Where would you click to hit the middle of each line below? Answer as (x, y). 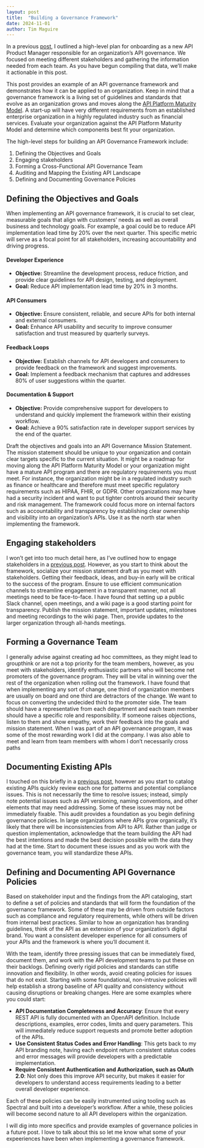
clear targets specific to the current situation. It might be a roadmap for (95, 458)
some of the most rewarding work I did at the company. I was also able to (98, 735)
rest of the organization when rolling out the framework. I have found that (98, 683)
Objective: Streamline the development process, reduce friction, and (102, 273)
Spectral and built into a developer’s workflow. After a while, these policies (100, 1108)
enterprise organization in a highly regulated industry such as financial (95, 117)
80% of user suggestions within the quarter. (70, 380)
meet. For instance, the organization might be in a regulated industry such (99, 478)
